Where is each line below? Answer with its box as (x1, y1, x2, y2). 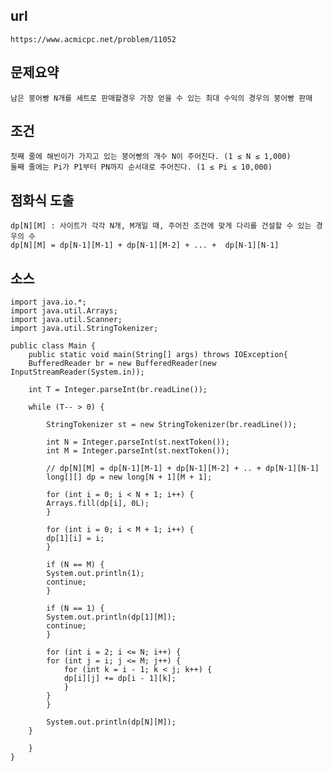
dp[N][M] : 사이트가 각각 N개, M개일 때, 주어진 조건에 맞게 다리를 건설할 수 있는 (10, 221, 312, 231)
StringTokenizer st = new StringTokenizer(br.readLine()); (46, 420, 298, 430)
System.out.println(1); (46, 569, 145, 579)
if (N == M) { (46, 560, 105, 570)
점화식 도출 (10, 192, 75, 209)
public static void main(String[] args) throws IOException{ (28, 350, 288, 360)
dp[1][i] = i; (46, 534, 105, 544)
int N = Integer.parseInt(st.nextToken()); (46, 437, 230, 448)
